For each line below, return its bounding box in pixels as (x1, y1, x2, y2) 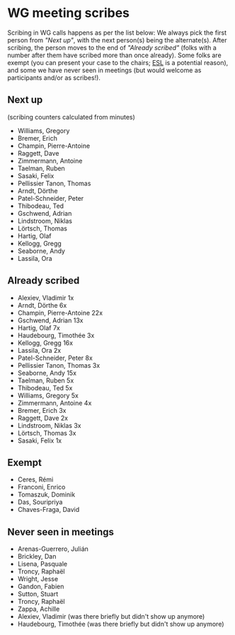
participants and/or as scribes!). (7, 73, 101, 82)
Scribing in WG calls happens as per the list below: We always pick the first (7, 28, 227, 37)
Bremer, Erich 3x (17, 406, 67, 414)
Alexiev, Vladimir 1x (17, 293, 74, 302)
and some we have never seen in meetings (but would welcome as (7, 66, 202, 74)
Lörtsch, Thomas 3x (17, 429, 76, 437)
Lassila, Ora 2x (17, 346, 62, 354)
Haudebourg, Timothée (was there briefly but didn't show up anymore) (17, 620, 224, 629)
